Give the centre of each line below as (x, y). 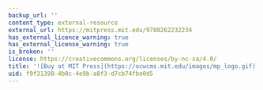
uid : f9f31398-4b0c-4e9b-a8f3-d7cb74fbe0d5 (81, 74)
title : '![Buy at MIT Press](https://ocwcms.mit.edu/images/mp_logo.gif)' (134, 67)
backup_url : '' (33, 15)
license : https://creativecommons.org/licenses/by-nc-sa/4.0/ (113, 59)
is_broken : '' (32, 52)
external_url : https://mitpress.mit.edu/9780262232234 (100, 30)
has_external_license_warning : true (68, 45)
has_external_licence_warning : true (68, 37)
